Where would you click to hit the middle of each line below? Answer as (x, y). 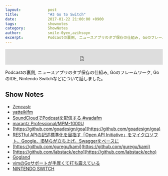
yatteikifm (23, 112)
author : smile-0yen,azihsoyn (48, 33)
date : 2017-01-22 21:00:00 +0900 (54, 19)
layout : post (31, 10)
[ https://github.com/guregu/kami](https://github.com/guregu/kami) (81, 146)
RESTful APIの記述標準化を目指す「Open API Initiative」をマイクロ (81, 135)
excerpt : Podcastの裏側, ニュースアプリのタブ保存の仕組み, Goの (78, 38)
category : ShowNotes (37, 28)
